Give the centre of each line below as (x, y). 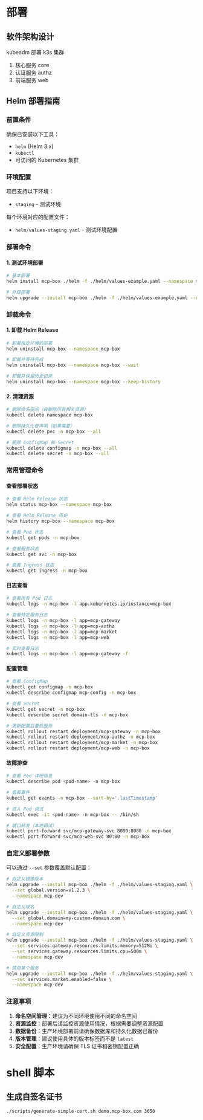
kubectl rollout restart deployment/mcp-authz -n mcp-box (81, 737)
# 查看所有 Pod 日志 (29, 598)
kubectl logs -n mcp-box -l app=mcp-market (62, 632)
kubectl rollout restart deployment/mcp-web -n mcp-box (78, 748)
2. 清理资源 (20, 396)
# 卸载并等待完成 (25, 360)
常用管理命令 (25, 470)
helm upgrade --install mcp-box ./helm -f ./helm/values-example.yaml (97, 298)
